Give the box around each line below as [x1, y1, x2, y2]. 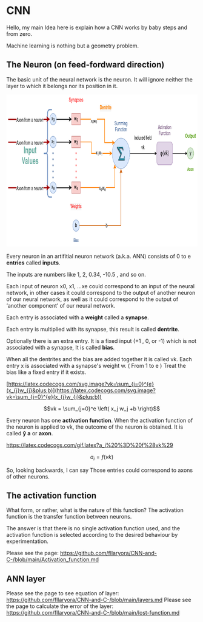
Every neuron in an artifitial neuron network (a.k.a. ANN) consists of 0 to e [6, 252, 191, 260]
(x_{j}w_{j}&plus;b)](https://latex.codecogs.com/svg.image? [6, 387, 156, 394]
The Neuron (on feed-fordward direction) [6, 60, 165, 70]
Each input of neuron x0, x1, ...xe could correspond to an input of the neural [6, 282, 195, 289]
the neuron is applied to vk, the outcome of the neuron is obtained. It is [6, 423, 184, 430]
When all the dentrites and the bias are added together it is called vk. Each [6, 355, 192, 362]
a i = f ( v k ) [90, 453, 114, 462]
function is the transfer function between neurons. [6, 513, 132, 520]
